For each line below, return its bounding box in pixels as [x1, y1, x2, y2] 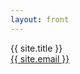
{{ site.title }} [10, 42, 63, 54]
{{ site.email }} [10, 52, 70, 65]
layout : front [10, 14, 70, 25]
